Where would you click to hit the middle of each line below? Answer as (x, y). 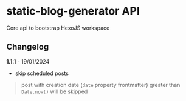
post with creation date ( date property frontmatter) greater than (101, 85)
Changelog (28, 47)
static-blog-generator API (73, 11)
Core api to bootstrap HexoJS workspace (58, 28)
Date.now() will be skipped (54, 91)
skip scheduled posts (42, 73)
